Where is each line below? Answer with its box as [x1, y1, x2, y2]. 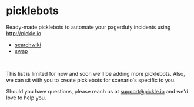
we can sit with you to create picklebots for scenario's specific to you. [6, 76, 176, 83]
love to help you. [6, 94, 46, 101]
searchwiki [14, 41, 41, 48]
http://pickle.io [6, 29, 42, 36]
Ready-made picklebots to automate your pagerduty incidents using [6, 24, 171, 31]
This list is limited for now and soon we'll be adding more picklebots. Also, [6, 70, 185, 77]
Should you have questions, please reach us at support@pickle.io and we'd [6, 88, 189, 95]
